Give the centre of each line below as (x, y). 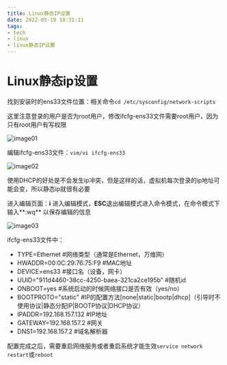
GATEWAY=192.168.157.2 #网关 (60, 323)
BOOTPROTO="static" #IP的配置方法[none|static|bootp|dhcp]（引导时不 (119, 297)
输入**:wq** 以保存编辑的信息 (49, 212)
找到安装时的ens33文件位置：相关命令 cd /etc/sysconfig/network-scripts (111, 101)
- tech (16, 33)
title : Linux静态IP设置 (39, 13)
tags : (15, 26)
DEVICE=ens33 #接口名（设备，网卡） (71, 271)
